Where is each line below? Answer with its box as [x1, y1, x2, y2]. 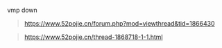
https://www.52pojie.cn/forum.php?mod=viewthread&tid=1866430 [24, 19, 215, 27]
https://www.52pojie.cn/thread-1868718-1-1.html [24, 33, 163, 41]
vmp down [7, 6, 38, 14]
